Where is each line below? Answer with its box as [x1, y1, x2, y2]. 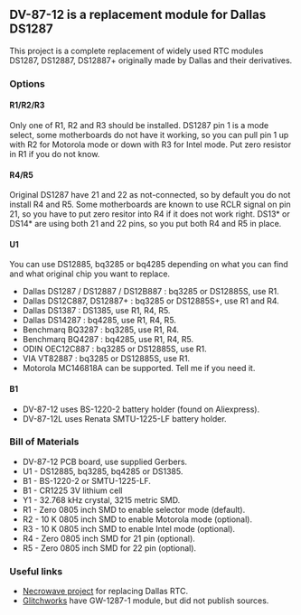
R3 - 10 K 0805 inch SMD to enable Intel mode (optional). [22, 523, 236, 534]
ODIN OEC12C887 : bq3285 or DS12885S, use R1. [22, 343, 208, 355]
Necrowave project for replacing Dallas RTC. [22, 586, 188, 597]
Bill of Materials [9, 435, 80, 448]
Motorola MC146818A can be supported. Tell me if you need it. [22, 363, 256, 374]
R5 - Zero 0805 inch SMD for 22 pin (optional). [22, 542, 197, 554]
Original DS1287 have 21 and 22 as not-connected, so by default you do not [9, 190, 291, 200]
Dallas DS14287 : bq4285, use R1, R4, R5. [22, 315, 176, 326]
